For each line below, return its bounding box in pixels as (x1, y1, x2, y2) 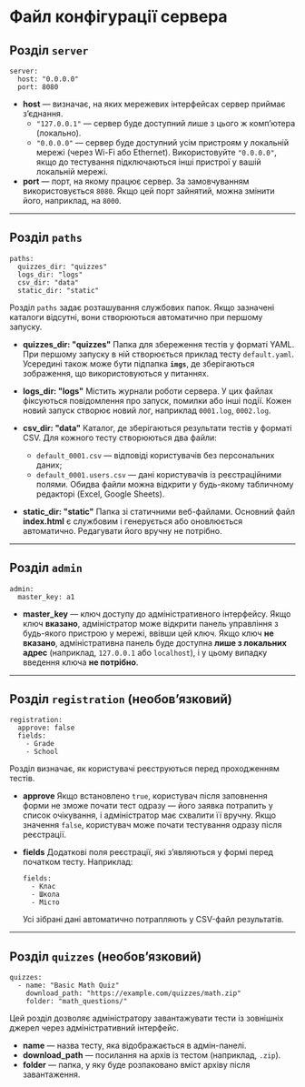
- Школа (31, 890, 61, 900)
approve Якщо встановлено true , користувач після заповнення (22, 790, 268, 801)
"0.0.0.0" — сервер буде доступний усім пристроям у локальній (35, 137, 290, 147)
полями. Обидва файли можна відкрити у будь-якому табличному (35, 478, 294, 489)
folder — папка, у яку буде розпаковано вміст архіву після (22, 1060, 251, 1071)
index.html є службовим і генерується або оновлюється (22, 516, 243, 527)
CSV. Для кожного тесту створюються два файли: (22, 432, 218, 443)
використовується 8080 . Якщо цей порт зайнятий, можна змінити (22, 186, 275, 196)
